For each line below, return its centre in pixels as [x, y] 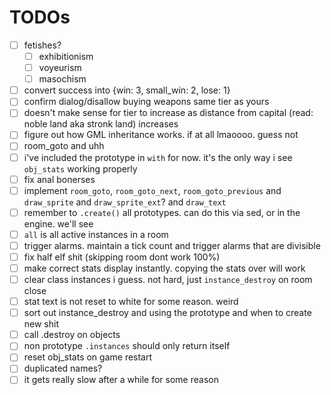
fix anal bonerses [59, 179]
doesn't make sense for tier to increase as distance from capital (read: [168, 113]
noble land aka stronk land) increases [101, 124]
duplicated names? [63, 368]
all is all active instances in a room [96, 234]
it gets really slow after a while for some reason [121, 380]
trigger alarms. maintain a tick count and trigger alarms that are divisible [172, 245]
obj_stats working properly [80, 168]
